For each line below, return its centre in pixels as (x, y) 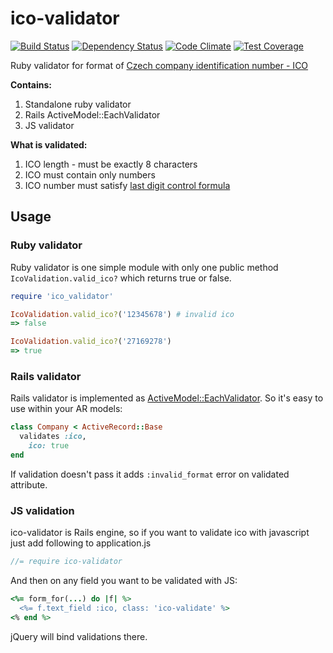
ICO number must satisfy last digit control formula (127, 185)
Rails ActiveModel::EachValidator (92, 114)
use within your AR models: (66, 409)
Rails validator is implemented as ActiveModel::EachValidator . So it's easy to (167, 398)
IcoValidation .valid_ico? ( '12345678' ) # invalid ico (122, 314)
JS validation (42, 510)
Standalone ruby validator (78, 104)
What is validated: (49, 144)
